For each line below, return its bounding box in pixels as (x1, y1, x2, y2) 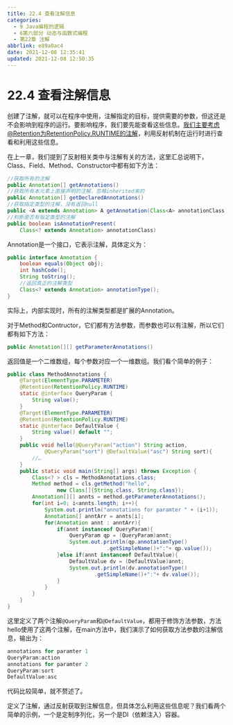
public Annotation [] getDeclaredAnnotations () (7, 194, 144, 201)
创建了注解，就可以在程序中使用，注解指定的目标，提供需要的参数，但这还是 (7, 112, 226, 120)
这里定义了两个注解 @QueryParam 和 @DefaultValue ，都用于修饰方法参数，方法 (7, 616, 222, 625)
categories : (7, 17, 42, 24)
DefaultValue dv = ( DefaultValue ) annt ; (69, 558, 185, 565)
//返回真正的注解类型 (19, 280, 73, 287)
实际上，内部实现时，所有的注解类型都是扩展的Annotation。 (7, 306, 178, 315)
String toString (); (19, 274, 76, 281)
